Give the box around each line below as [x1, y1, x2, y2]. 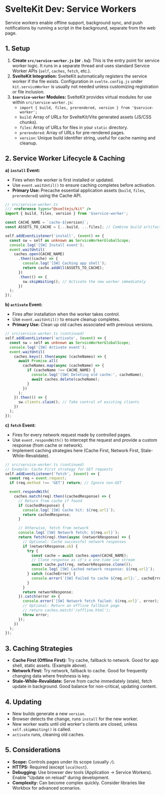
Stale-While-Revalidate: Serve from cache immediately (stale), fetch [12, 678, 152, 684]
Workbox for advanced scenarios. [12, 785, 81, 791]
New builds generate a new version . [12, 710, 86, 716]
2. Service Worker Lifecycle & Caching [5, 154, 125, 163]
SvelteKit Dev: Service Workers [5, 3, 137, 15]
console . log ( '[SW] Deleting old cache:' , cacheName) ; [31, 372, 144, 377]
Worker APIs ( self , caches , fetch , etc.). [12, 68, 91, 74]
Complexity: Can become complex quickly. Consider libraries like [12, 780, 145, 786]
